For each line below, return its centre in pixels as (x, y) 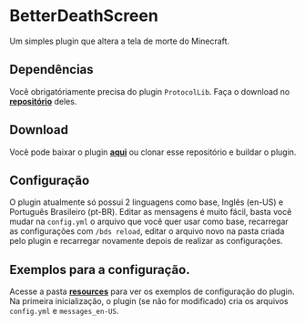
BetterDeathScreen (84, 16)
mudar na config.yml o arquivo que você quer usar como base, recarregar (149, 222)
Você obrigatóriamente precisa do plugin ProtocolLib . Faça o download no (150, 91)
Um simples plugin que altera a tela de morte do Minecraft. (120, 41)
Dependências (51, 70)
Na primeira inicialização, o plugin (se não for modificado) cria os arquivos (149, 301)
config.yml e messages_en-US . (64, 311)
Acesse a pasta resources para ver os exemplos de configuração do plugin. (152, 291)
